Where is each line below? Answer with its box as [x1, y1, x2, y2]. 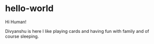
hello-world [5, 3, 54, 14]
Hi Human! [5, 19, 27, 25]
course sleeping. [5, 33, 39, 39]
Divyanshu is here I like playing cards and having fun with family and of [5, 28, 149, 34]
